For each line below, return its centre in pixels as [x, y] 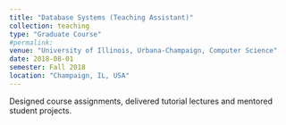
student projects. [41, 110]
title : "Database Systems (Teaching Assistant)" [101, 17]
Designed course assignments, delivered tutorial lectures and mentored [141, 101]
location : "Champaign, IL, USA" [69, 76]
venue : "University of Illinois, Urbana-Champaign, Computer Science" [143, 51]
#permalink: [31, 42]
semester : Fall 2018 [48, 68]
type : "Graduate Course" [55, 34]
